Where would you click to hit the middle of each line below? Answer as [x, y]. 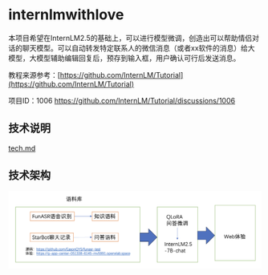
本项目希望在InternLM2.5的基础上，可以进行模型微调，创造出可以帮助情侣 [130, 38]
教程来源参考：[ [35, 75]
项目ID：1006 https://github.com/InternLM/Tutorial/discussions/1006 [122, 100]
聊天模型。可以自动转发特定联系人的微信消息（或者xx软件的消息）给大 [138, 48]
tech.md [22, 148]
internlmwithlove [66, 15]
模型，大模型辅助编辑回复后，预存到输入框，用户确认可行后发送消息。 [124, 58]
